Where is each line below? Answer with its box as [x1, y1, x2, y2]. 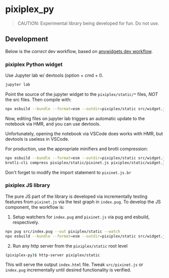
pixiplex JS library [5, 182, 50, 189]
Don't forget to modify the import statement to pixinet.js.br [5, 169, 132, 175]
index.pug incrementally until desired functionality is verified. [5, 267, 132, 273]
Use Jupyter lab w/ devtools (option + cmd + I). [5, 72, 104, 79]
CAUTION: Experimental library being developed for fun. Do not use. [17, 20, 159, 26]
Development [5, 35, 49, 43]
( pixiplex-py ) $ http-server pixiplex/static [5, 252, 100, 258]
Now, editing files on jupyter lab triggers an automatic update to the [5, 115, 145, 122]
